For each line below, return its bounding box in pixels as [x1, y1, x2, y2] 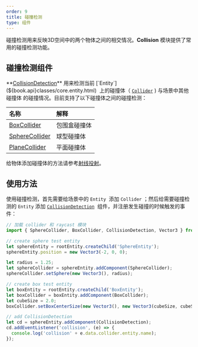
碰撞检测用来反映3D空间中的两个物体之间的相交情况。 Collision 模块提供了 [6, 37, 186, 44]
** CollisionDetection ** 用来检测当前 [6, 80, 95, 87]
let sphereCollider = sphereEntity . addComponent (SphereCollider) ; [6, 265, 173, 271]
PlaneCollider [9, 143, 46, 151]
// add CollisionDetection [6, 314, 72, 320]
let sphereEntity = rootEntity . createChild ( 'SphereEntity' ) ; [6, 243, 160, 250]
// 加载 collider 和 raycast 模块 [6, 222, 87, 228]
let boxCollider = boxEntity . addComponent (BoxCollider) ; [6, 292, 149, 298]
